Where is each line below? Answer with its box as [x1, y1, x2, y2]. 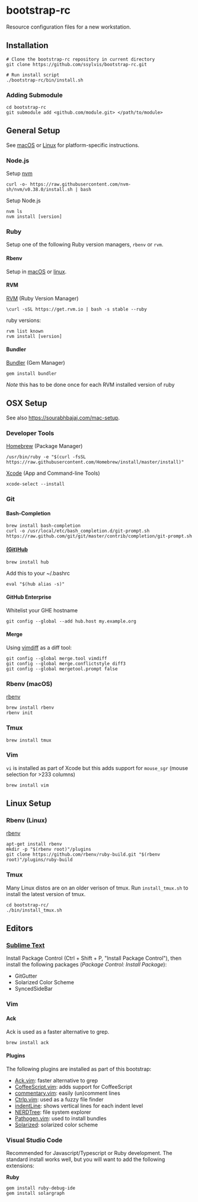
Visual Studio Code [6, 1136, 63, 1144]
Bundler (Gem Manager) [6, 359, 65, 367]
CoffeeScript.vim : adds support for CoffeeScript [14, 1083, 132, 1090]
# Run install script [6, 72, 60, 78]
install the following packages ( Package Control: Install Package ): [6, 961, 167, 968]
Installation [6, 40, 49, 51]
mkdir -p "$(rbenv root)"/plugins [6, 846, 92, 853]
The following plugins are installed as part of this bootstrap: [6, 1065, 152, 1072]
